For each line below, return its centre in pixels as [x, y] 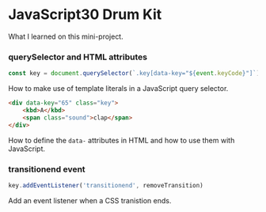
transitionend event [47, 169]
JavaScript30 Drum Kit [85, 15]
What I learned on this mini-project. [66, 36]
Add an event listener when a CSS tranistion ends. [90, 200]
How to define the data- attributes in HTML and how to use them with [122, 140]
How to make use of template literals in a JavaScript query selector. [118, 89]
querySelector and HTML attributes [78, 57]
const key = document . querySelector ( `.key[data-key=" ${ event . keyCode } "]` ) [134, 74]
